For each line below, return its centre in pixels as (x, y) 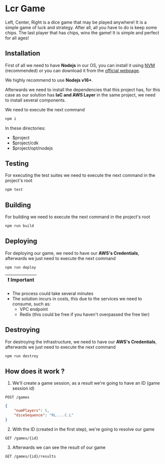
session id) (23, 388)
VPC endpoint (34, 309)
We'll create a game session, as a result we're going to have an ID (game (86, 383)
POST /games (17, 398)
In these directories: (25, 128)
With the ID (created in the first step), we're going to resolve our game (83, 429)
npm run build (20, 226)
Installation (23, 53)
